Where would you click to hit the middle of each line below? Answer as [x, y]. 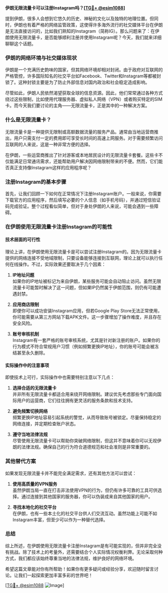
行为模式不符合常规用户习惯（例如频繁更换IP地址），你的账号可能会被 [83, 346]
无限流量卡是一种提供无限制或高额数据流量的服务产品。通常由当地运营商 [79, 132]
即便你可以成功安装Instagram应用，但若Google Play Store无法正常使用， [87, 311]
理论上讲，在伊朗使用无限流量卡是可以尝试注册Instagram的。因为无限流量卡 [83, 252]
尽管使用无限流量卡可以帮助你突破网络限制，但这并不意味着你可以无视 [85, 441]
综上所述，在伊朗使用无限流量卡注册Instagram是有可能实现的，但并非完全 [81, 546]
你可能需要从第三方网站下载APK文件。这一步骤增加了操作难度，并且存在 [87, 317]
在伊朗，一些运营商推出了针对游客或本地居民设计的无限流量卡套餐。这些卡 [82, 155]
